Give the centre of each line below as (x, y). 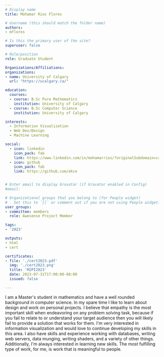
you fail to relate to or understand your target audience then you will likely (79, 318)
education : (16, 90)
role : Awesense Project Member (41, 216)
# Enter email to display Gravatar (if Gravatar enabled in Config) (76, 185)
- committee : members (27, 212)
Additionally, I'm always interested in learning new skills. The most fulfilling (80, 344)
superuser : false (23, 45)
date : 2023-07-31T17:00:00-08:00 (43, 274)
